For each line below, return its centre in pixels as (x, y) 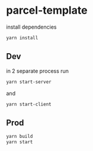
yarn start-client (29, 104)
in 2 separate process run (38, 71)
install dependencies (31, 27)
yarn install (22, 38)
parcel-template (47, 10)
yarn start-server (29, 82)
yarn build (20, 137)
